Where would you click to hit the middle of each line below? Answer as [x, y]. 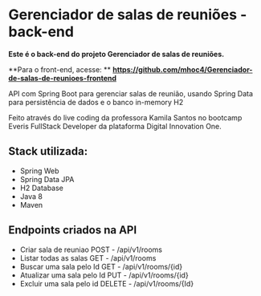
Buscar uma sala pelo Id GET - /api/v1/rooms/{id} [101, 266]
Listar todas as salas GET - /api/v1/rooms [88, 257]
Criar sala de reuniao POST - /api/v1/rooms [91, 249]
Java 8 [31, 196]
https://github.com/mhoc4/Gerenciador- [182, 69]
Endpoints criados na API [73, 230]
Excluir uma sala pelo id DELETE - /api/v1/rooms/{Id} [107, 283]
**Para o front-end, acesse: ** [59, 69]
